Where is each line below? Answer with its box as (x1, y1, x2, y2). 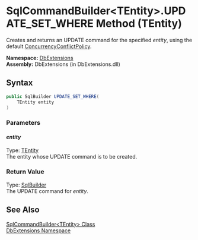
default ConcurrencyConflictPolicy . (6, 43, 92, 50)
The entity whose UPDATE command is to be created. (6, 153, 138, 160)
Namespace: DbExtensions (6, 54, 74, 61)
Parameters (6, 119, 40, 127)
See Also (6, 205, 40, 215)
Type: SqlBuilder (6, 181, 46, 188)
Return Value (6, 168, 44, 176)
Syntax (6, 78, 33, 88)
